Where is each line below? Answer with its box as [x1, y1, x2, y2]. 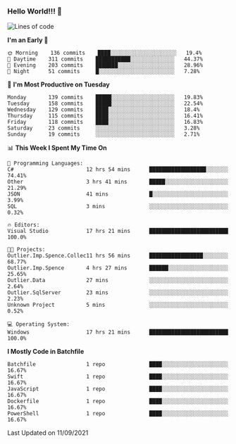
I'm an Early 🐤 [7, 36, 49, 44]
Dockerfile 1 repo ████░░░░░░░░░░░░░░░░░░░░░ [7, 398, 229, 405]
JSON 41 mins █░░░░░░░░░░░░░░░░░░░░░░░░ [7, 191, 229, 198]
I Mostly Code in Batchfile [7, 348, 85, 356]
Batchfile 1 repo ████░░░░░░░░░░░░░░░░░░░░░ [7, 361, 229, 368]
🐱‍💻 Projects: [7, 246, 46, 253]
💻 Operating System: [7, 321, 70, 328]
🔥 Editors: [7, 222, 40, 229]
